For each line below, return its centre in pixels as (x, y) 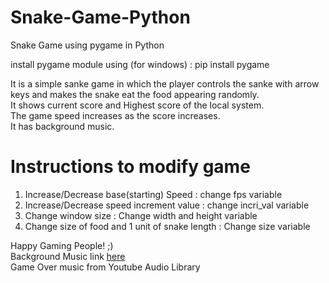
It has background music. (62, 126)
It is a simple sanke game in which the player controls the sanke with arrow (165, 83)
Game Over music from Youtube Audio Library (105, 267)
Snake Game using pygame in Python (87, 45)
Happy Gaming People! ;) (62, 245)
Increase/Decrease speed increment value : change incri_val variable (167, 205)
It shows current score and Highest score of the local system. (137, 105)
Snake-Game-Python (100, 17)
